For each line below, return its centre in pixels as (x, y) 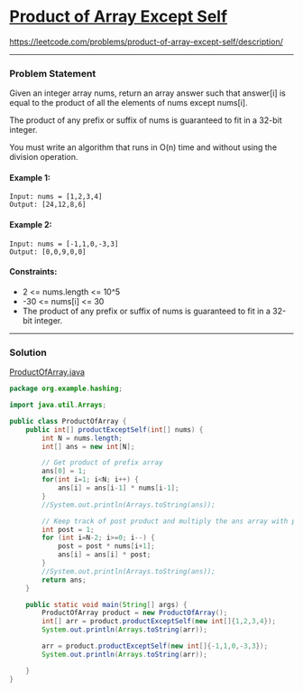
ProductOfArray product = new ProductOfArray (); (135, 613)
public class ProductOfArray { (68, 421)
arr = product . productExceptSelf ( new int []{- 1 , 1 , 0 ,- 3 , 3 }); (155, 646)
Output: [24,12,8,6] (48, 205)
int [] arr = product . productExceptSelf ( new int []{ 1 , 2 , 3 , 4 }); (159, 622)
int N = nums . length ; (83, 438)
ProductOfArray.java (47, 372)
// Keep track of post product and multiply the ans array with (165, 521)
